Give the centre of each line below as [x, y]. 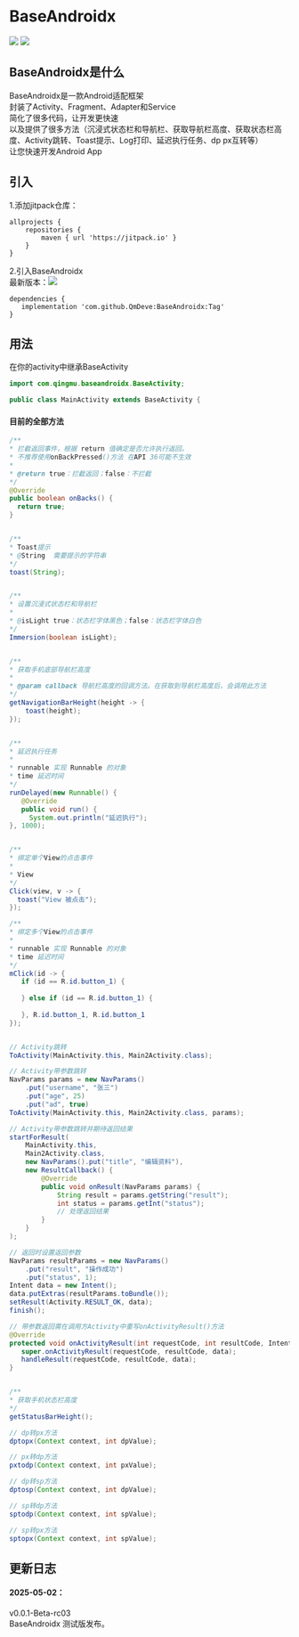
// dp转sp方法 [33, 1482]
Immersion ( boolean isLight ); [63, 637]
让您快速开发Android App [56, 151]
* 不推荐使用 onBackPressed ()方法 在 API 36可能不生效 [100, 457]
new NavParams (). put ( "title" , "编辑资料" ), [105, 1162]
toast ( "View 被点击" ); [57, 900]
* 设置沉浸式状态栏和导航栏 [53, 604]
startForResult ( [39, 1137]
